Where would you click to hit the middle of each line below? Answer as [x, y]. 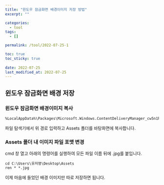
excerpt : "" [17, 14]
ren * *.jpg [17, 168]
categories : [17, 23]
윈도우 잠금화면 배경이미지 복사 [39, 108]
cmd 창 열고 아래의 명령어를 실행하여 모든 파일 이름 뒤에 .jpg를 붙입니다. [74, 153]
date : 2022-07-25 [23, 68]
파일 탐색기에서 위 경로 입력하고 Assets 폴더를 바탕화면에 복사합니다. [70, 128]
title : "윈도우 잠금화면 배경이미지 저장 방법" [46, 9]
